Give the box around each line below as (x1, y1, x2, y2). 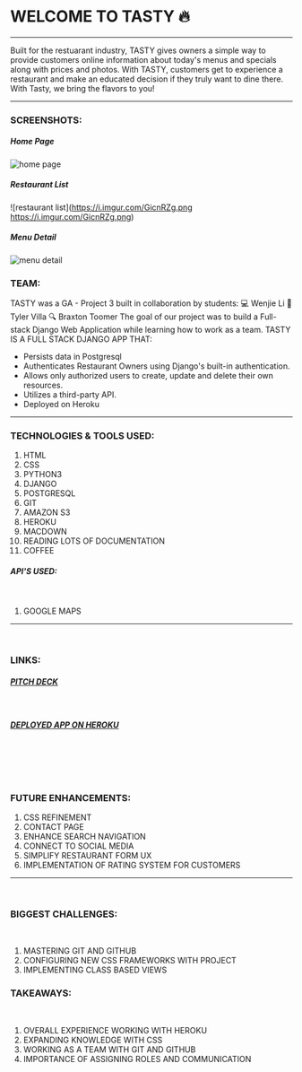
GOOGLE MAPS (22, 606, 82, 616)
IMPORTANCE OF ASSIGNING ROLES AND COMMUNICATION (22, 1053, 252, 1064)
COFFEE (22, 545, 55, 556)
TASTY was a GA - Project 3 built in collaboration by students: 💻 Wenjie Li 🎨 (10, 298, 292, 309)
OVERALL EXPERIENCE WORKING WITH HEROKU (22, 1024, 208, 1035)
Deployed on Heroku (22, 399, 99, 410)
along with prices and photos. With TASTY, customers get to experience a (10, 64, 283, 74)
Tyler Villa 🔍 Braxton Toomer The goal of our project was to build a (10, 311, 259, 322)
